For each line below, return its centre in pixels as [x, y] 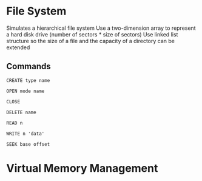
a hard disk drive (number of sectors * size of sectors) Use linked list [92, 34]
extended [18, 47]
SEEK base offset [28, 144]
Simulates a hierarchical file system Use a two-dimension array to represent [101, 28]
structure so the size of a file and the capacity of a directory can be [90, 41]
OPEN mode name [25, 91]
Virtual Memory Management [82, 168]
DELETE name [21, 112]
